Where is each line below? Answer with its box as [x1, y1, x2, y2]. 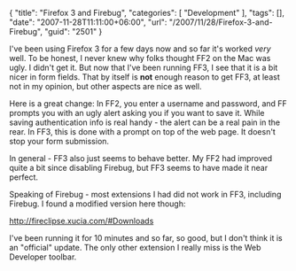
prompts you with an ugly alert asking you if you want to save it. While [9, 108, 265, 118]
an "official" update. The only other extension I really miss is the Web [9, 243, 261, 252]
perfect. [9, 172, 38, 182]
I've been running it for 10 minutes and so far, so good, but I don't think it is [9, 233, 283, 243]
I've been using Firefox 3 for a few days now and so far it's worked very [9, 43, 272, 54]
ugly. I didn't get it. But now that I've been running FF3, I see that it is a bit [9, 62, 278, 73]
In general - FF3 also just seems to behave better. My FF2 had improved [9, 153, 273, 163]
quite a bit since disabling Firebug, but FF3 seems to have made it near [9, 163, 269, 173]
